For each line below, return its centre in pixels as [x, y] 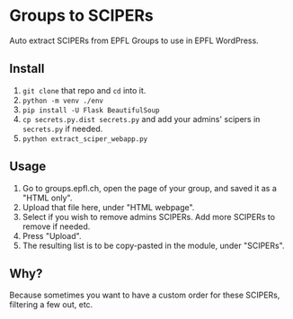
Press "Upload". [52, 235]
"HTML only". [47, 198]
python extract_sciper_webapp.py [85, 139]
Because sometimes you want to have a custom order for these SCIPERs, [145, 295]
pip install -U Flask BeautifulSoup [91, 110]
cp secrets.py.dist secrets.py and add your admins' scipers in [141, 119]
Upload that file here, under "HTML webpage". [108, 207]
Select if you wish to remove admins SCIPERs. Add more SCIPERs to [149, 217]
